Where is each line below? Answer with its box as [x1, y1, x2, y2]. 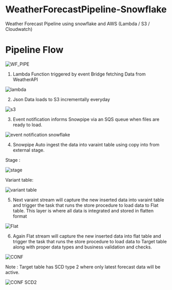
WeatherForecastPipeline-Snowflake [5, 4, 167, 15]
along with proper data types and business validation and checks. [12, 244, 152, 250]
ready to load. [12, 122, 43, 128]
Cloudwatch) [5, 26, 33, 32]
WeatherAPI [12, 76, 39, 83]
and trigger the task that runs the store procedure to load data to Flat [12, 202, 159, 208]
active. [5, 269, 20, 275]
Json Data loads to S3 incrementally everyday [12, 96, 110, 102]
